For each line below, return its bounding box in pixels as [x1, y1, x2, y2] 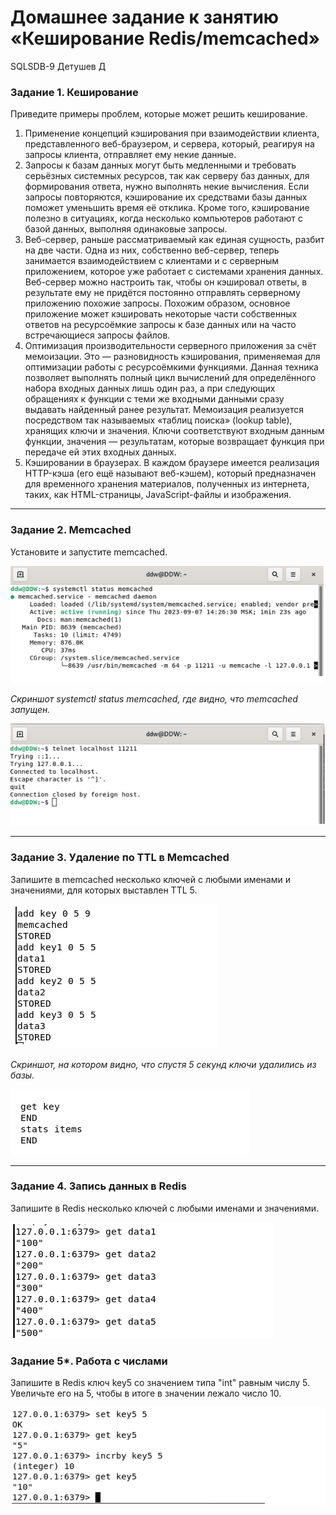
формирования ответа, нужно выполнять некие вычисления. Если [24, 181, 310, 193]
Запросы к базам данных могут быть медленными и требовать [24, 159, 297, 171]
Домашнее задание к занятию [10, 6, 280, 29]
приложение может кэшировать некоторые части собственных [24, 308, 298, 320]
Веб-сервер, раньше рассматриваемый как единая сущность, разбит [24, 234, 325, 246]
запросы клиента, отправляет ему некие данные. [24, 149, 237, 161]
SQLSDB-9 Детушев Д [10, 60, 107, 72]
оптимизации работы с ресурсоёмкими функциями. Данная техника [24, 361, 319, 373]
